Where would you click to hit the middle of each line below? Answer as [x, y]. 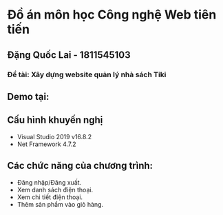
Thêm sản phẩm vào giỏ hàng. [60, 204]
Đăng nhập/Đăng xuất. [49, 182]
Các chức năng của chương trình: [80, 166]
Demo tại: [28, 96]
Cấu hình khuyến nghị [55, 120]
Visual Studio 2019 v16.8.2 [54, 136]
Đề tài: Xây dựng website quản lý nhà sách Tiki [87, 74]
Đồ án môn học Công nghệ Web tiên [112, 15]
